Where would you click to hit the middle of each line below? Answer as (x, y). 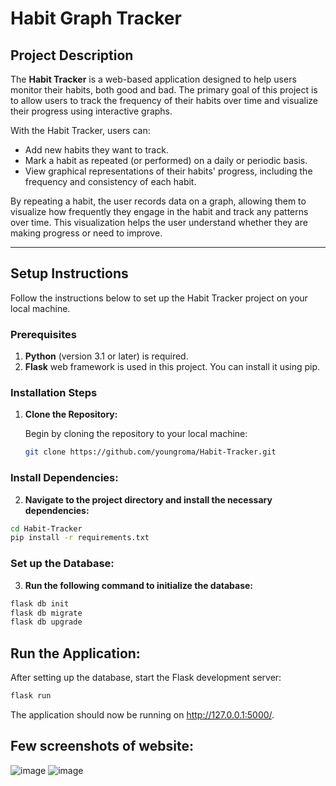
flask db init (40, 603)
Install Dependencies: (64, 478)
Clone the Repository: (71, 414)
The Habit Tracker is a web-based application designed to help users (153, 79)
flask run (31, 696)
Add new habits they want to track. (96, 150)
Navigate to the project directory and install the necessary (148, 499)
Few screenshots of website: (102, 746)
